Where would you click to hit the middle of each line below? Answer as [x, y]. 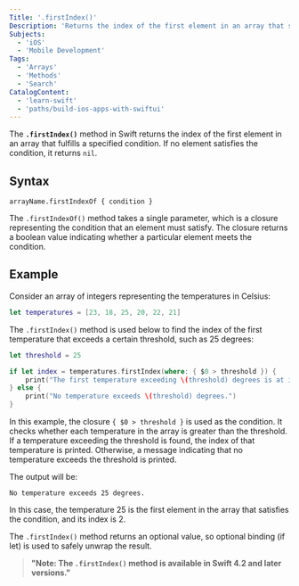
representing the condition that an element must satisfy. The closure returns [149, 227]
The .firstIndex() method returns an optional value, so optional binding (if [147, 536]
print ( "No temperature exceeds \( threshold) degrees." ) [131, 396]
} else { [25, 388]
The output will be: [44, 477]
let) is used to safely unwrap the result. [81, 546]
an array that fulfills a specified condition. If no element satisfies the [133, 144]
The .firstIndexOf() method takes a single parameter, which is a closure [144, 219]
